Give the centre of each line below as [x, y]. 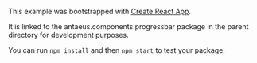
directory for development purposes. [68, 35]
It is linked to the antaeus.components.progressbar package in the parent [128, 26]
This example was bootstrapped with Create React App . [100, 11]
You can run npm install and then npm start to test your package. [117, 50]
